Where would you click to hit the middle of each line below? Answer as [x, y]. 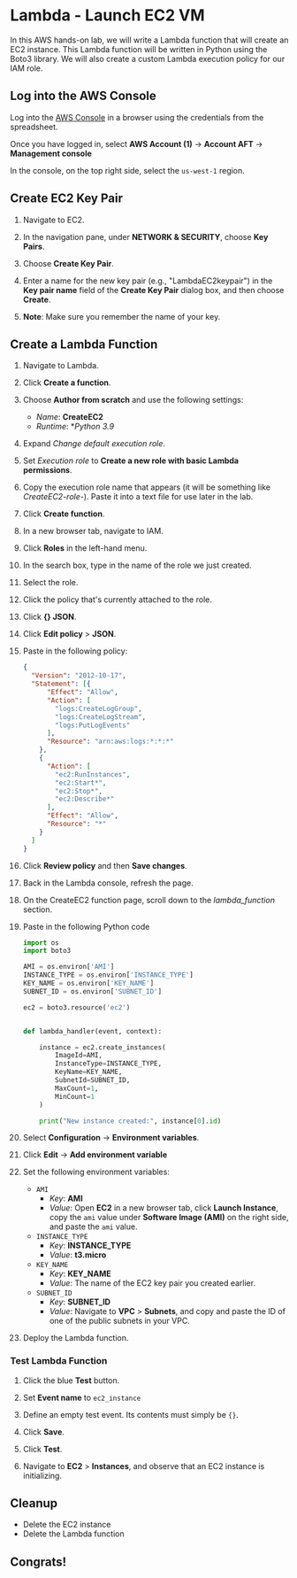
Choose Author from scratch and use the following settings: [133, 400]
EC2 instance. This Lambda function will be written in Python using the [139, 49]
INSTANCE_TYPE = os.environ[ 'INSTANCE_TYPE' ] [108, 975]
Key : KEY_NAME [80, 1274]
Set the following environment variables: [96, 1172]
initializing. [42, 1475]
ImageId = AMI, [79, 1056]
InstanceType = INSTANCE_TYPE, [109, 1064]
